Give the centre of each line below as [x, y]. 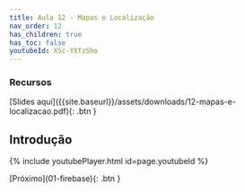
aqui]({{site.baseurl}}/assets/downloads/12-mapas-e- [136, 102]
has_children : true [46, 34]
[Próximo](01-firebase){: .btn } [65, 179]
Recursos [31, 83]
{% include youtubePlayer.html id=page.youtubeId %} [109, 161]
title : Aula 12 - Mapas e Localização [82, 17]
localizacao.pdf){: [42, 111]
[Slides [22, 102]
